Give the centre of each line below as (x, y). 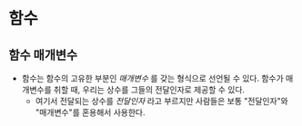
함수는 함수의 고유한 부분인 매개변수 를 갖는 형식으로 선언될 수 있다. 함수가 (152, 78)
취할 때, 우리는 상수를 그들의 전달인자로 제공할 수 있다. (149, 90)
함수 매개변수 (43, 55)
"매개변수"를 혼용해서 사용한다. (90, 112)
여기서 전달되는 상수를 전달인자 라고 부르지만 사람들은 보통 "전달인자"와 (161, 101)
